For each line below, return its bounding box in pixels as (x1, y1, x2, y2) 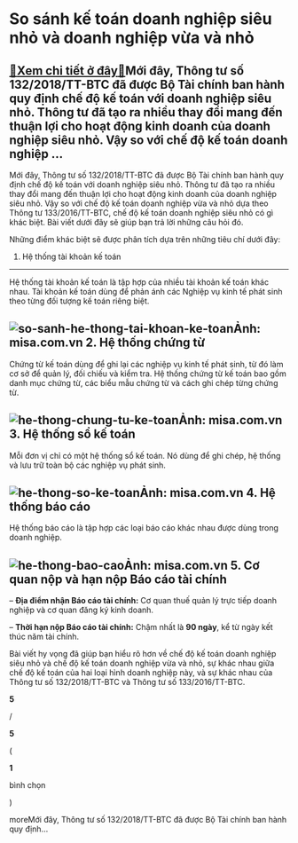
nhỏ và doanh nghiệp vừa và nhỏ (9, 28, 255, 48)
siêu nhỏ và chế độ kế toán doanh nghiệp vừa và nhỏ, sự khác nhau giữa (9, 658, 275, 669)
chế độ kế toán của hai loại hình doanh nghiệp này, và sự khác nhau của (9, 667, 273, 678)
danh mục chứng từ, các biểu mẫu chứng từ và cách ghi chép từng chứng (9, 377, 278, 388)
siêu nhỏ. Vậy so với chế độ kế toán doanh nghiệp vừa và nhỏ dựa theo (9, 198, 269, 209)
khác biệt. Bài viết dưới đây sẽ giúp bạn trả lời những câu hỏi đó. (9, 217, 244, 227)
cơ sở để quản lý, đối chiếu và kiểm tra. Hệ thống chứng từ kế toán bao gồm (9, 368, 286, 379)
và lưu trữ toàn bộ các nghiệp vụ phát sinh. (9, 460, 167, 470)
